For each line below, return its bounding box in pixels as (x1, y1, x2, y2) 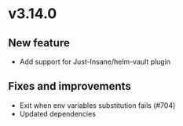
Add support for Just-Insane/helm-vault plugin (19, 57, 171, 66)
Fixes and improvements (8, 80, 131, 93)
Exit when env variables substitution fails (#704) (19, 100, 176, 110)
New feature (8, 36, 71, 50)
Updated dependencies (19, 109, 97, 118)
